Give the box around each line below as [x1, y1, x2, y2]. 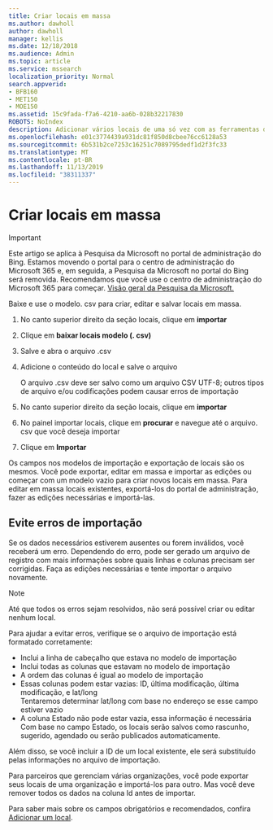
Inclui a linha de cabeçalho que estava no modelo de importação [19, 653, 237, 662]
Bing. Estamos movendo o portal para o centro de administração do [8, 257, 235, 267]
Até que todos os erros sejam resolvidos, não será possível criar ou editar [8, 604, 255, 614]
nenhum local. [8, 612, 56, 622]
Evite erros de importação [8, 516, 143, 530]
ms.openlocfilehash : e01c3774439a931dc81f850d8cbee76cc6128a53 [8, 133, 227, 141]
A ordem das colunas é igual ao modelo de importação [19, 670, 204, 679]
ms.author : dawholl [8, 20, 75, 28]
